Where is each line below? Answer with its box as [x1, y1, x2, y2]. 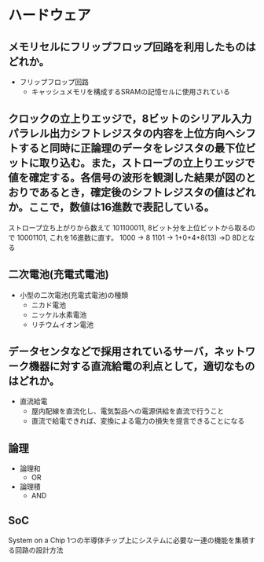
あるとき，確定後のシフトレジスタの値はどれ [38, 185, 256, 200]
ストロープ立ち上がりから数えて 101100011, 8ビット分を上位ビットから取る [8, 222, 249, 232]
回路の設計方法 [14, 545, 64, 555]
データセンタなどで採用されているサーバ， [8, 345, 214, 358]
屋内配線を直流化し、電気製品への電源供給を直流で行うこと [31, 406, 225, 416]
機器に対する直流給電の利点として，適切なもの [28, 360, 255, 373]
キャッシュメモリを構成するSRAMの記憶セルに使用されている [31, 87, 230, 96]
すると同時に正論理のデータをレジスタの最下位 [18, 141, 246, 155]
